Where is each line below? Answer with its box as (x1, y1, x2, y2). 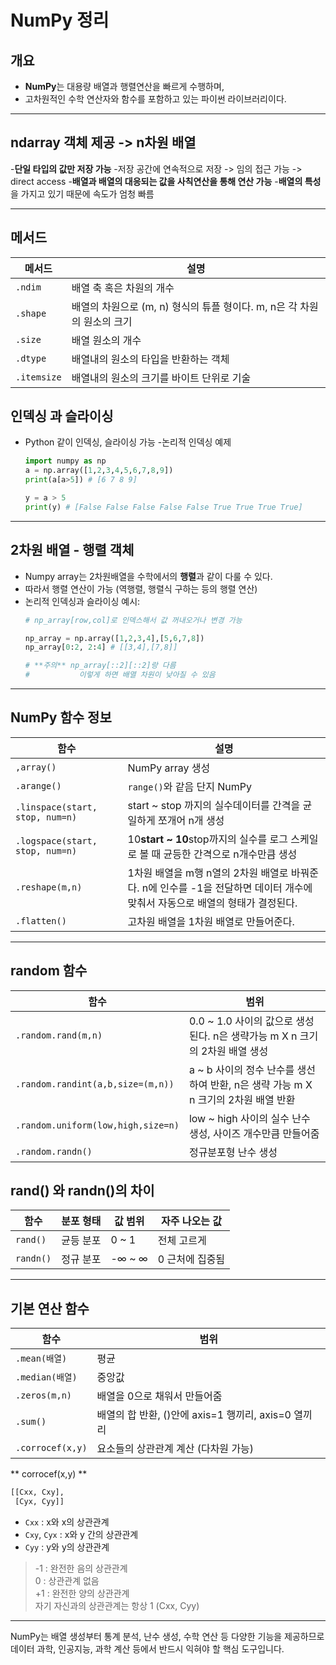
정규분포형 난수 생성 (188, 1145, 278, 1159)
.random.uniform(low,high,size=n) (15, 1119, 180, 1131)
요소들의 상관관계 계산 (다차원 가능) (96, 1442, 255, 1456)
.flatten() (15, 915, 67, 926)
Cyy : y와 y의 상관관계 (24, 1541, 110, 1553)
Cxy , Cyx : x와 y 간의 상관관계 (24, 1529, 139, 1540)
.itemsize (15, 371, 62, 383)
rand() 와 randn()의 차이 (10, 1182, 155, 1200)
